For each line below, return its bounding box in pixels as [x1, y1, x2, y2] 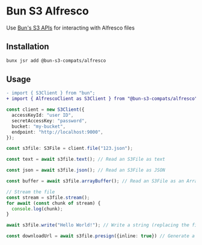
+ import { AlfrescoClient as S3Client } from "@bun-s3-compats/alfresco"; [6, 96, 200, 102]
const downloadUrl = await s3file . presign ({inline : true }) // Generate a [6, 233, 195, 239]
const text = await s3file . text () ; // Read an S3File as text [6, 157, 165, 163]
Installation [6, 42, 49, 52]
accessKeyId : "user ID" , [11, 113, 74, 119]
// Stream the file [6, 188, 55, 195]
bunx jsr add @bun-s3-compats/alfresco [6, 57, 106, 64]
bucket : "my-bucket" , [11, 123, 66, 129]
